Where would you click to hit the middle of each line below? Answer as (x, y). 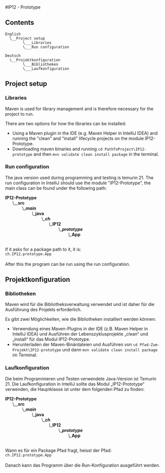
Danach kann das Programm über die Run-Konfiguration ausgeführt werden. (83, 465)
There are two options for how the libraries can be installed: (66, 124)
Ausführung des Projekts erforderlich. (44, 310)
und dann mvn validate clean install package (110, 350)
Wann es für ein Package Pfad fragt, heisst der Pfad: (58, 450)
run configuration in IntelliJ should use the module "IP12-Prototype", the (78, 183)
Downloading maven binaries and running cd (57, 149)
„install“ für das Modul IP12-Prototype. (51, 339)
